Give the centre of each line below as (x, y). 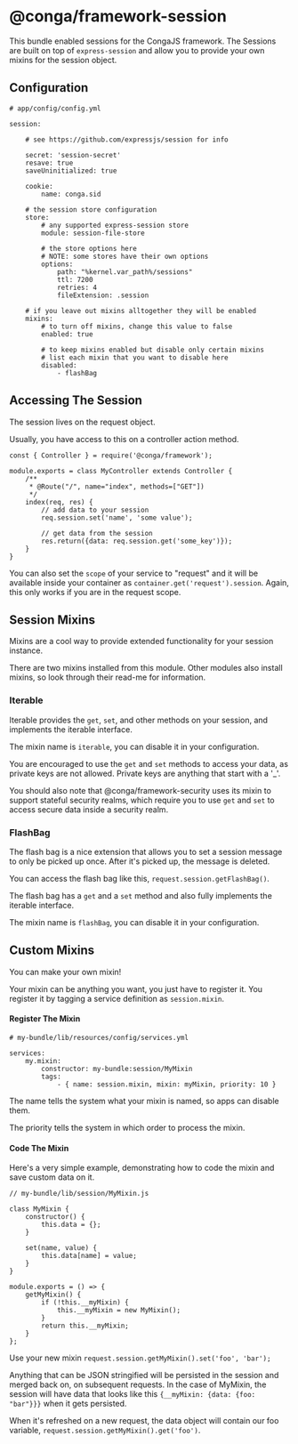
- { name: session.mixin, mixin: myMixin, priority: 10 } (166, 1084)
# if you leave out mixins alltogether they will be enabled (141, 311)
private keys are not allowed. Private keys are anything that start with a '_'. (145, 773)
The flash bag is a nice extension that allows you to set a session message (146, 851)
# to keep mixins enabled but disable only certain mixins (153, 350)
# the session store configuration (91, 210)
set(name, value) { (61, 1248)
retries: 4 (77, 287)
